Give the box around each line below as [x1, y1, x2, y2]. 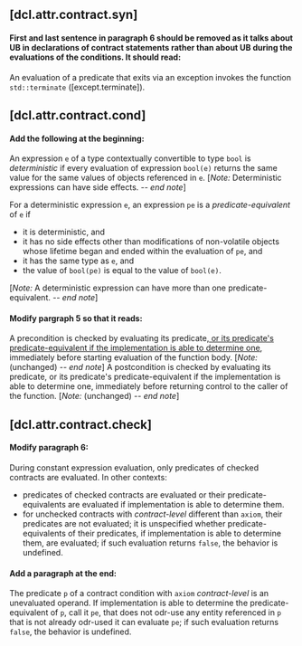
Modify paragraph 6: [9, 442, 89, 453]
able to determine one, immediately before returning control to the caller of [9, 381, 288, 392]
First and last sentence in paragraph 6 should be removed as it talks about [9, 32, 294, 43]
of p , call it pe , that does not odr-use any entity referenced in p [50, 607, 282, 618]
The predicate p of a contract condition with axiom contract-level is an [9, 588, 269, 599]
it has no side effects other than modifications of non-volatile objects [22, 236, 280, 247]
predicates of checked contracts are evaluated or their [22, 489, 226, 500]
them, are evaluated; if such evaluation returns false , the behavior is [22, 537, 278, 548]
